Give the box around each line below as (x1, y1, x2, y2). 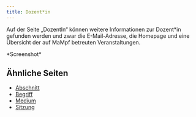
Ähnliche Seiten (6, 68, 69, 79)
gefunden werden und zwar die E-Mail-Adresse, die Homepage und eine (6, 32, 190, 40)
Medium (15, 97, 37, 104)
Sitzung (15, 104, 35, 111)
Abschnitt (15, 84, 40, 91)
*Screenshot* (6, 50, 42, 58)
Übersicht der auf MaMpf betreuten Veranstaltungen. (6, 38, 141, 46)
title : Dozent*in (6, 9, 51, 15)
